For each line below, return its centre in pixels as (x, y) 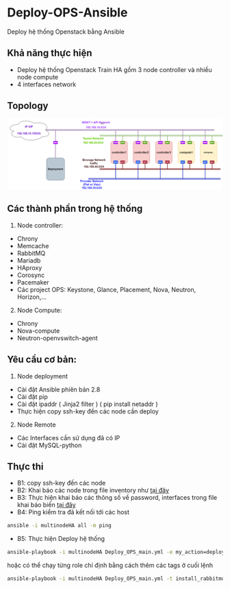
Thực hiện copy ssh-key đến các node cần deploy (88, 411)
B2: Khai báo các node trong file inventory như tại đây (93, 490)
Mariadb (29, 260)
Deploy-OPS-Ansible (67, 13)
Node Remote (36, 424)
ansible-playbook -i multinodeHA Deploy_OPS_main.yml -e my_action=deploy (116, 552)
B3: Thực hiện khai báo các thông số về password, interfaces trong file (117, 498)
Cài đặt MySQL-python (49, 445)
